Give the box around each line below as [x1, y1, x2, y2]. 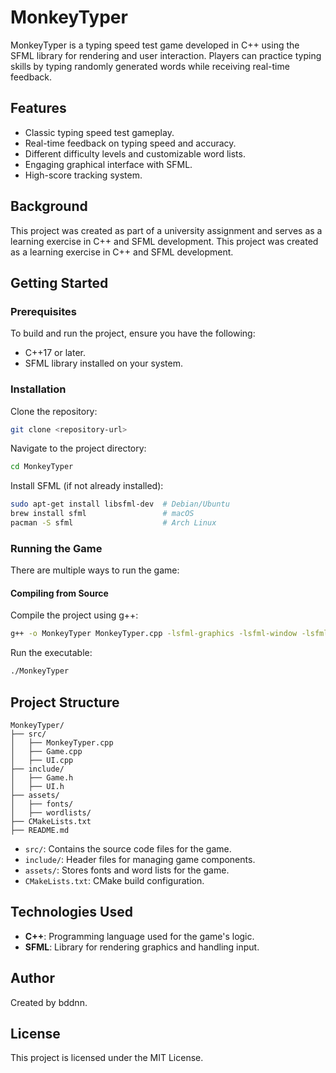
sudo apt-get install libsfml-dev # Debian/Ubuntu [10, 499, 230, 510]
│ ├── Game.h [10, 772, 74, 783]
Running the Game [10, 541, 103, 555]
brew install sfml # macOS [10, 509, 195, 519]
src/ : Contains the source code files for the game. [24, 842, 232, 855]
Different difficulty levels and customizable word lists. [24, 147, 246, 160]
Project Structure [10, 694, 120, 711]
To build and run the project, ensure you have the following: [10, 327, 256, 340]
